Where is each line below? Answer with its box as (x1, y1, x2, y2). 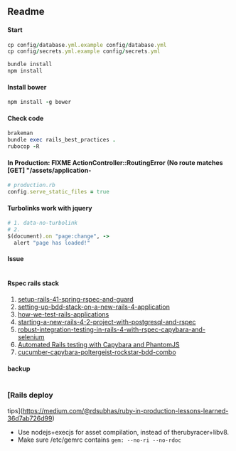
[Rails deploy (7, 391, 53, 400)
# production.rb (7, 181, 55, 189)
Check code (7, 114, 44, 122)
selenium (17, 333, 45, 341)
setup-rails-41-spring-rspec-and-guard (17, 295, 134, 304)
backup (7, 364, 31, 373)
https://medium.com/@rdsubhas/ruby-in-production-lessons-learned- (22, 406, 229, 415)
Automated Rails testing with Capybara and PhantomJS (17, 341, 180, 349)
